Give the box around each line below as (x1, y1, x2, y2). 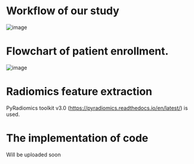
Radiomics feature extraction (6, 85, 152, 98)
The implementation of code (6, 131, 148, 144)
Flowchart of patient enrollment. (6, 44, 169, 58)
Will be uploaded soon (6, 151, 61, 158)
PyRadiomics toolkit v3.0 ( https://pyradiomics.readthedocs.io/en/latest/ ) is (6, 104, 188, 111)
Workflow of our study (6, 4, 120, 18)
